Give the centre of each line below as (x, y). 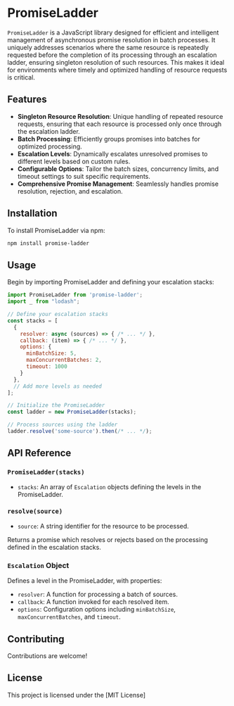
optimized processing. (50, 146)
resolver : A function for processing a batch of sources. (97, 594)
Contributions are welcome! (47, 655)
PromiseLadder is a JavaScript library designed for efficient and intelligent (113, 32)
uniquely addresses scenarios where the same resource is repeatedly (108, 47)
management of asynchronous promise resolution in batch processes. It (111, 39)
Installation (32, 214)
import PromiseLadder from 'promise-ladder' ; (75, 295)
